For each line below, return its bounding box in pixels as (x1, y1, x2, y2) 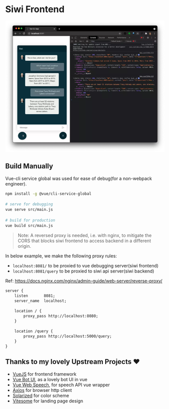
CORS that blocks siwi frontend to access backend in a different (17, 238, 151, 244)
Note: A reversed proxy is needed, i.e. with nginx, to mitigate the (17, 232, 152, 238)
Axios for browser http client (12, 387, 72, 393)
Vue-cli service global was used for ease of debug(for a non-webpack (5, 175, 152, 181)
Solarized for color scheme (12, 392, 69, 398)
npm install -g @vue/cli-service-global (5, 191, 92, 196)
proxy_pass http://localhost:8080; (23, 313, 99, 319)
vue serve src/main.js (5, 207, 53, 212)
